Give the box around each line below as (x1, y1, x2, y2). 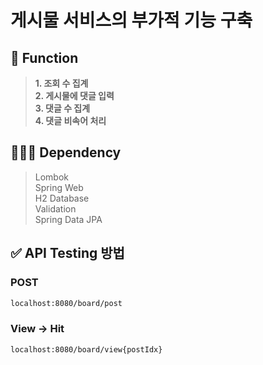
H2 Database (34, 192, 90, 204)
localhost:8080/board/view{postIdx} (10, 344, 163, 355)
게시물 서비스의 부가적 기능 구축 (10, 9, 253, 32)
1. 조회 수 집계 (34, 77, 89, 89)
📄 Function (10, 49, 79, 66)
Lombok (34, 171, 70, 183)
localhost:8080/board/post (10, 298, 123, 308)
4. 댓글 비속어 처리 (34, 115, 107, 126)
